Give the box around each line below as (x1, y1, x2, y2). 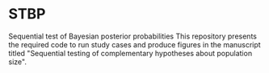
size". (8, 57, 27, 67)
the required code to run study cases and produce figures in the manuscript (8, 39, 261, 49)
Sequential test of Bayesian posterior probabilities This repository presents (8, 31, 257, 41)
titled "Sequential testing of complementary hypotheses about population (8, 48, 253, 58)
